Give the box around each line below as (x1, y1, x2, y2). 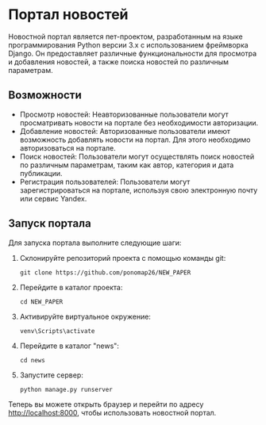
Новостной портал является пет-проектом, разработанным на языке (8, 32, 244, 41)
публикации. (19, 168, 63, 178)
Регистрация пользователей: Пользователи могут (19, 177, 191, 186)
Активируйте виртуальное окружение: (19, 312, 151, 321)
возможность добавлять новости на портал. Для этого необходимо (19, 135, 252, 144)
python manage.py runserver (19, 385, 113, 393)
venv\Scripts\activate (19, 327, 95, 335)
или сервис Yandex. (19, 193, 87, 203)
